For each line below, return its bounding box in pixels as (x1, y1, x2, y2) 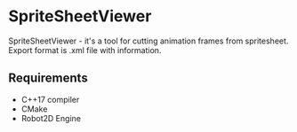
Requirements (8, 71, 88, 86)
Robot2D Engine (20, 113, 82, 123)
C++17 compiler (20, 94, 80, 105)
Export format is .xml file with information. (8, 44, 162, 55)
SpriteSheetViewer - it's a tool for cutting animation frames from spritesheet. (8, 35, 289, 46)
